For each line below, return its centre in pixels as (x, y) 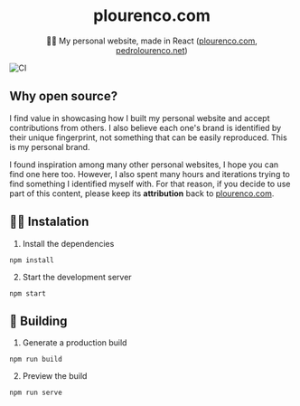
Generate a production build (75, 343)
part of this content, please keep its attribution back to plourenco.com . (142, 193)
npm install (32, 260)
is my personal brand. (50, 146)
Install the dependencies (68, 243)
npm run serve (36, 393)
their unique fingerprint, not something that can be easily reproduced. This (148, 137)
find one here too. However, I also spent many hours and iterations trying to (150, 174)
